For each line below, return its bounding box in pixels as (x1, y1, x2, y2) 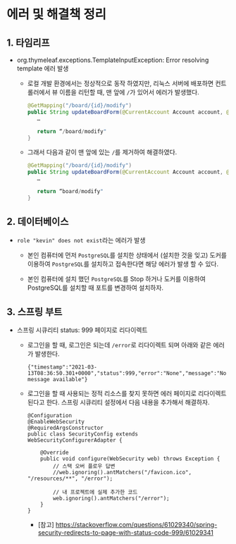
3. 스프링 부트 (6, 306, 63, 318)
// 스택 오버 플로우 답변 (52, 463, 116, 470)
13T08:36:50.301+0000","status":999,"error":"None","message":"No (27, 370, 227, 377)
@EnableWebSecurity (27, 419, 85, 426)
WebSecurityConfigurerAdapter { (27, 437, 123, 444)
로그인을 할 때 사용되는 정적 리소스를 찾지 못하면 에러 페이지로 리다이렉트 (27, 389, 227, 398)
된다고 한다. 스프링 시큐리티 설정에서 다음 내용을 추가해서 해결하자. (27, 398, 210, 407)
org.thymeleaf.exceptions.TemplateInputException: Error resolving (16, 56, 209, 64)
